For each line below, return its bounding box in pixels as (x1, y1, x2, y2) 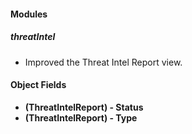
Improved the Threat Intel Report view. (24, 56, 183, 68)
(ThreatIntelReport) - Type (24, 111, 138, 124)
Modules (10, 8, 48, 20)
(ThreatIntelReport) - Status (24, 101, 144, 113)
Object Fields (10, 79, 67, 91)
